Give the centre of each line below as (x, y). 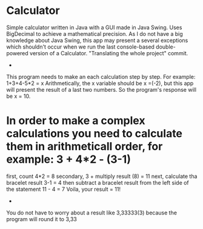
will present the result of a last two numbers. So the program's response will (101, 89)
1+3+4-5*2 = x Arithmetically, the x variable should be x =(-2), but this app (100, 83)
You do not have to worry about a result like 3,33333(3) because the (92, 213)
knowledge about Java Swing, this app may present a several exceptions (97, 40)
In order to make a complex (76, 121)
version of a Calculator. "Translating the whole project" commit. (109, 53)
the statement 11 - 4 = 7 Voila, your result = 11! (64, 189)
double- (165, 47)
